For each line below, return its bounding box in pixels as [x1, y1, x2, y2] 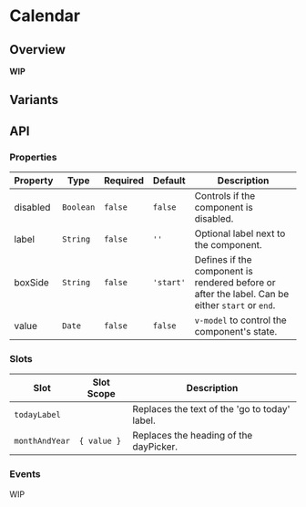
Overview [9, 42, 66, 57]
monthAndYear [14, 436, 71, 447]
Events [9, 468, 41, 481]
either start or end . [194, 299, 276, 312]
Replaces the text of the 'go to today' [132, 403, 291, 416]
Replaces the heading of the [132, 429, 253, 442]
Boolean [62, 202, 96, 212]
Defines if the [194, 253, 252, 266]
